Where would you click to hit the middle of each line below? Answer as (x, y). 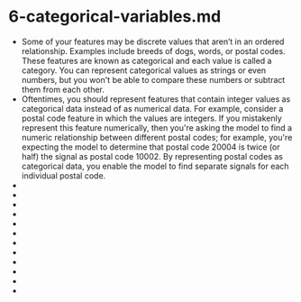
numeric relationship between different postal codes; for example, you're (157, 137)
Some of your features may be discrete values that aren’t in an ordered (153, 41)
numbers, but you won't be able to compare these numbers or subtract (153, 79)
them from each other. (63, 89)
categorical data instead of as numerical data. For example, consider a (152, 108)
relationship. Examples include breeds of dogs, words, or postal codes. (153, 50)
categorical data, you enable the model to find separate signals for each (155, 166)
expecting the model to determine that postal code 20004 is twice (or (150, 147)
